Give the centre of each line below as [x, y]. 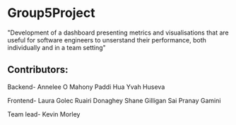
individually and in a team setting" [57, 47]
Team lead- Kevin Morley [44, 114]
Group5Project [51, 13]
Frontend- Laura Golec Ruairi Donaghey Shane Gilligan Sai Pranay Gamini [114, 100]
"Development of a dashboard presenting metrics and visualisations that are [118, 32]
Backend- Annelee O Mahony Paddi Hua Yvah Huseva [86, 87]
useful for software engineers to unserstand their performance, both [107, 40]
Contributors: [38, 70]
